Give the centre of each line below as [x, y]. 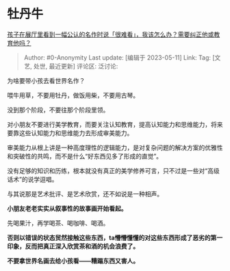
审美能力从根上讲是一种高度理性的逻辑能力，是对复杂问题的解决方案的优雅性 [115, 148]
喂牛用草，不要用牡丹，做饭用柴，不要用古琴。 [73, 95]
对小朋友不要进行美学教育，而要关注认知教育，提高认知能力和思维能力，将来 [115, 124]
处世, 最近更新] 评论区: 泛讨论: [76, 66]
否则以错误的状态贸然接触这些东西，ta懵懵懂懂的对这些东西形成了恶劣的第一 [115, 237]
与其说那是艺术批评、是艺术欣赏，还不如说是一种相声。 [85, 193]
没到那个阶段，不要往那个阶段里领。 [58, 110]
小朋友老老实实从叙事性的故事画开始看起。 [67, 208]
